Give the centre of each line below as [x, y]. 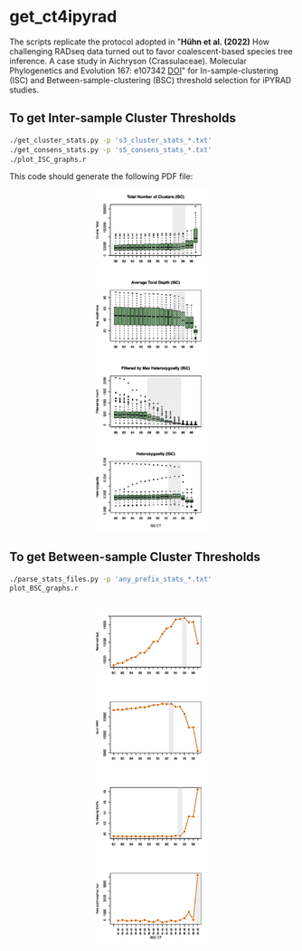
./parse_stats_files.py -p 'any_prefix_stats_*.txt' [111, 579]
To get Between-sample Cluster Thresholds [135, 557]
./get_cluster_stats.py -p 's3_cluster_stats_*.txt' [111, 140]
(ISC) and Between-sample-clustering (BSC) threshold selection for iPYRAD [151, 80]
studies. [24, 90]
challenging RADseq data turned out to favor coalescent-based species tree [151, 51]
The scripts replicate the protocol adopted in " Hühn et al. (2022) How [139, 42]
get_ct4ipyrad [63, 17]
